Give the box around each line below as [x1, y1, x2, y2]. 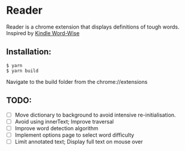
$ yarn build [6, 68, 39, 74]
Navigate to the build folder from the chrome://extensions [6, 78, 148, 85]
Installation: [6, 47, 52, 57]
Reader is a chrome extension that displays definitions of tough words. [6, 23, 180, 30]
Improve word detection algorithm [14, 124, 98, 131]
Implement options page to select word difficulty [14, 131, 134, 139]
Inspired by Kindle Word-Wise [6, 29, 80, 36]
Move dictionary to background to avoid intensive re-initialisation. [14, 111, 176, 118]
